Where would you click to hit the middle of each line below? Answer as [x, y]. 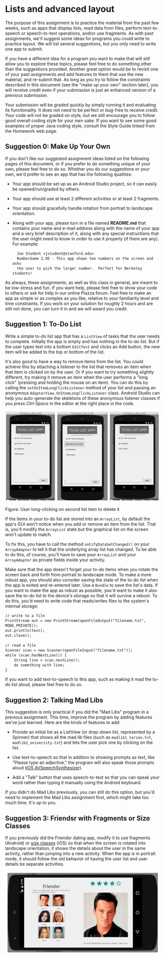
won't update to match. [29, 535]
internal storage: [22, 606]
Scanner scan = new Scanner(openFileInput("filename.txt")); [69, 651]
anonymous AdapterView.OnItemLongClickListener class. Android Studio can [82, 393]
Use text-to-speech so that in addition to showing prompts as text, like [83, 757]
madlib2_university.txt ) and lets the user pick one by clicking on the [82, 743]
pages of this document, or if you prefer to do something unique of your [78, 163]
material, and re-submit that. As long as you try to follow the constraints [78, 79]
